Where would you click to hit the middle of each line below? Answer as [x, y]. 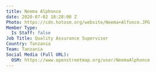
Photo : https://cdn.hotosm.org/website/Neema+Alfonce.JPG [78, 22]
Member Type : [22, 28]
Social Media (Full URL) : [37, 55]
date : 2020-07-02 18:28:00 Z [41, 17]
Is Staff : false [31, 33]
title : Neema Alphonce [34, 11]
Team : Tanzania [25, 49]
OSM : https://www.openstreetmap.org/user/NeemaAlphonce [81, 60]
